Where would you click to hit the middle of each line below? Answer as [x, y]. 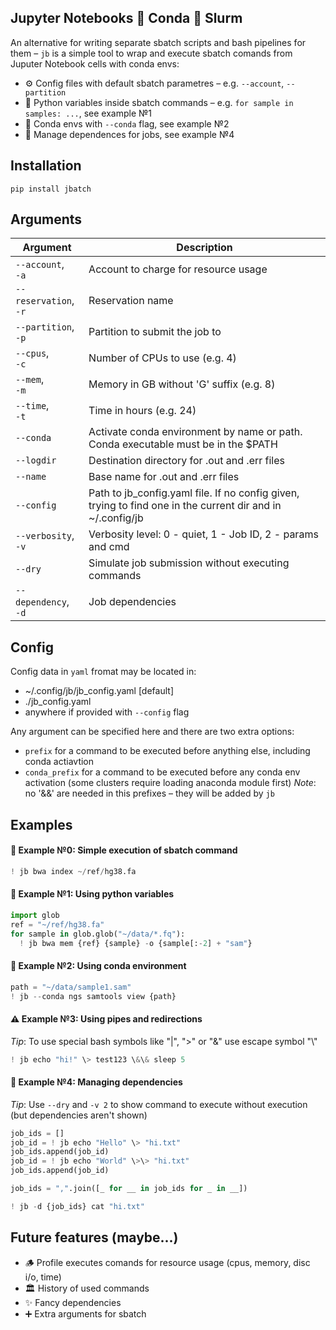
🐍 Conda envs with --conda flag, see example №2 [127, 123]
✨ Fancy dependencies [73, 1302]
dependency [41, 602]
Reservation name [131, 301]
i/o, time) [43, 1277]
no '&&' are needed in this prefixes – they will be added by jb [149, 793]
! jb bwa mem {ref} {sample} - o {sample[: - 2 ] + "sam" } [136, 943]
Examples [41, 824]
